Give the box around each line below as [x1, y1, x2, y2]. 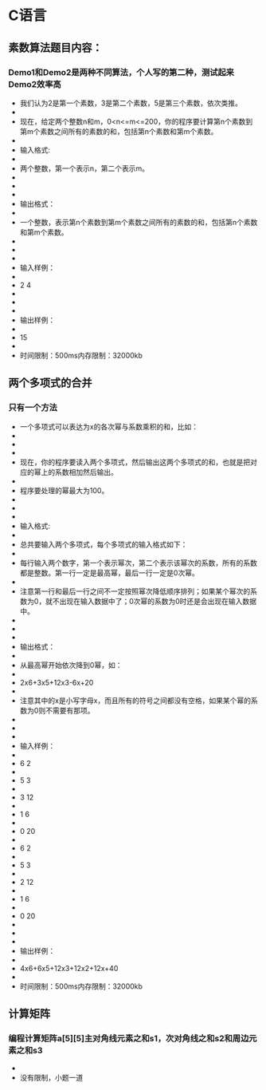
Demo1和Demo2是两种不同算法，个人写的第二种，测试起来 [8, 66, 235, 77]
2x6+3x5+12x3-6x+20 [19, 677, 94, 687]
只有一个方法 [8, 402, 58, 413]
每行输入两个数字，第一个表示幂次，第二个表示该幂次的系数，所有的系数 [19, 558, 257, 567]
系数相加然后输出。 [54, 467, 118, 476]
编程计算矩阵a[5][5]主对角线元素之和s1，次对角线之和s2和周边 [8, 1033, 249, 1044]
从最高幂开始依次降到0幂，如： [19, 660, 123, 669]
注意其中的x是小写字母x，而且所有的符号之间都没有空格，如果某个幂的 [19, 695, 252, 705]
